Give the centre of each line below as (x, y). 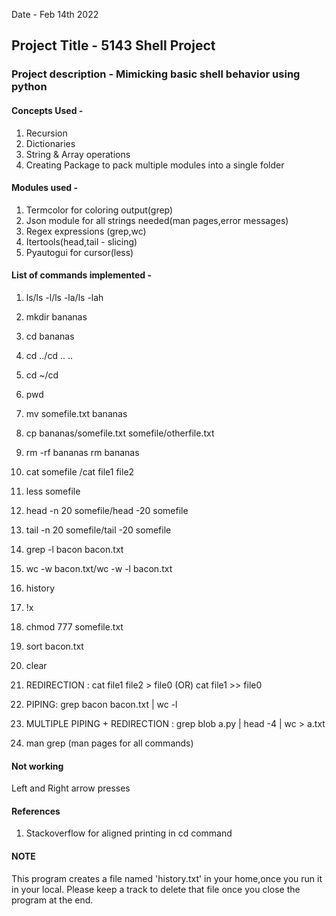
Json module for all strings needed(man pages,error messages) (157, 220)
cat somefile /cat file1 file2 (80, 471)
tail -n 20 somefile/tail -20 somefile (98, 530)
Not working (37, 766)
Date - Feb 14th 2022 (55, 14)
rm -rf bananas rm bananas (82, 452)
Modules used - (45, 188)
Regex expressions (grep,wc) (86, 231)
